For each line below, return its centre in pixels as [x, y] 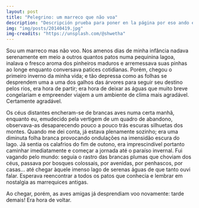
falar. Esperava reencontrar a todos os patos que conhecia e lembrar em [94, 176]
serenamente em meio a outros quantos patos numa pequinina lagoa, [91, 57]
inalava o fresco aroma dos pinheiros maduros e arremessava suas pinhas [97, 64]
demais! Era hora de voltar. [39, 200]
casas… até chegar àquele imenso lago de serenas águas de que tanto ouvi [98, 169]
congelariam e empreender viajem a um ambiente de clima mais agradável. [98, 95]
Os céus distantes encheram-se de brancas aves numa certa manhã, [90, 113]
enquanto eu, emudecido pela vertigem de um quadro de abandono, [89, 119]
